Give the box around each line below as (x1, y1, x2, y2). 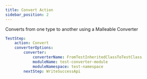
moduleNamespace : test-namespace (32, 64, 103, 69)
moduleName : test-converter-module (32, 59, 108, 64)
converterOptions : (14, 45, 53, 51)
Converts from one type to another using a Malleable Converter (5, 26, 138, 32)
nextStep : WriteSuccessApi (23, 69, 81, 74)
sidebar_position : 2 (5, 12, 49, 17)
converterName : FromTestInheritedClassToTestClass (32, 55, 142, 60)
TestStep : (5, 36, 26, 41)
